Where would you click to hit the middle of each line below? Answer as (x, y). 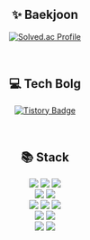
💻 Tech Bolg (45, 84)
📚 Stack (45, 158)
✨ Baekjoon (45, 15)
